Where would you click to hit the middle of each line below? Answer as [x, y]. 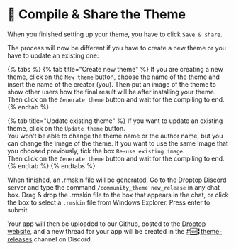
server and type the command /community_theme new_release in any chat [114, 187]
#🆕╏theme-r [204, 231]
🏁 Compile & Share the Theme [97, 15]
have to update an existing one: [53, 55]
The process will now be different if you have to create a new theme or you [117, 48]
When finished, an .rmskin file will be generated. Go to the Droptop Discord [117, 180]
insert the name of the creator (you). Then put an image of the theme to [112, 84]
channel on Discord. [63, 239]
